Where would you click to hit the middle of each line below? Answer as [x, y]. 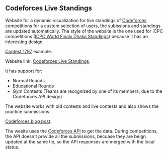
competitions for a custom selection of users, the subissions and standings [83, 26]
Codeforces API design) [37, 96]
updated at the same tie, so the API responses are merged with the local [80, 141]
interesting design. [25, 42]
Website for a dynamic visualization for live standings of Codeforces [76, 20]
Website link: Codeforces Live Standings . [48, 61]
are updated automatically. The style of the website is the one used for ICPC [84, 31]
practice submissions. [28, 111]
